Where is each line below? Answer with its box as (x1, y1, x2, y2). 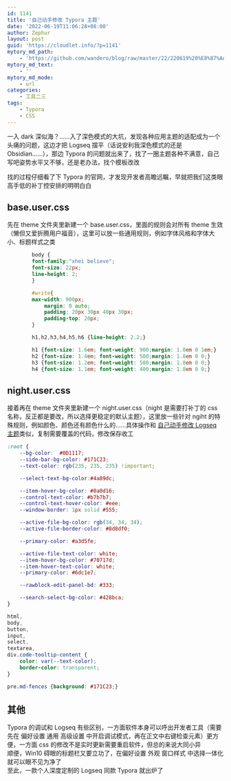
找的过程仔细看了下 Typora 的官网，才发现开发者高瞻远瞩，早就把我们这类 (7, 173, 218, 181)
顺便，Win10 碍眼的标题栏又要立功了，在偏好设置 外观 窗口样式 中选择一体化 (7, 749, 224, 758)
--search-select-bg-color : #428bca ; (19, 595, 125, 601)
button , (7, 625, 30, 633)
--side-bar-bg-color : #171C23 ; (19, 456, 109, 463)
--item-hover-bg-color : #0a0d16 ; (19, 487, 115, 494)
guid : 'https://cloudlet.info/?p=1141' (7, 42, 122, 49)
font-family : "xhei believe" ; (32, 258, 115, 265)
